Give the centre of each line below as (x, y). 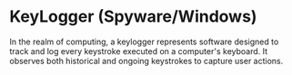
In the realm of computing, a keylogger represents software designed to (144, 42)
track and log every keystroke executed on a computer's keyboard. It (139, 51)
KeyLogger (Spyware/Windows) (133, 17)
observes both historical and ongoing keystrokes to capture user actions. (146, 61)
